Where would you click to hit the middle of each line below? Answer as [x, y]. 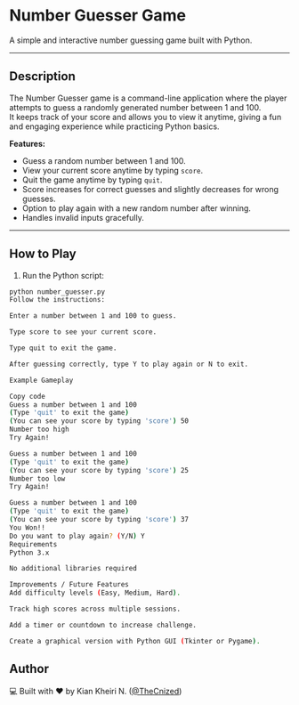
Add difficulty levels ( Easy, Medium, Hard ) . [95, 593]
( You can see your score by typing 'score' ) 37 [99, 520]
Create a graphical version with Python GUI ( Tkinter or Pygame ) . [135, 641]
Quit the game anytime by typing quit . [92, 180]
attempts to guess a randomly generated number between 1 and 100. [135, 107]
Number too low [37, 478]
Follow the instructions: [57, 300]
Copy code [28, 396]
